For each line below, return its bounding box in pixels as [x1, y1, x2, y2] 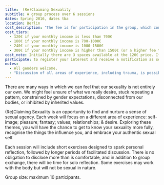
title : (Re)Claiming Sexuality [5, 7, 71, 12]
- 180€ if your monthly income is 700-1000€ [9, 39, 102, 44]
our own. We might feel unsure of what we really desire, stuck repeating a [5, 89, 154, 95]
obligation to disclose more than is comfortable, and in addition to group [5, 154, 150, 160]
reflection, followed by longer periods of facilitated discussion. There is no [5, 149, 155, 155]
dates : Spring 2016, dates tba [5, 16, 69, 21]
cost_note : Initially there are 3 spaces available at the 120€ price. [5, 52, 154, 57]
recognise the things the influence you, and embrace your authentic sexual [5, 129, 156, 135]
